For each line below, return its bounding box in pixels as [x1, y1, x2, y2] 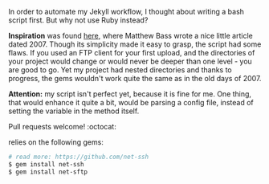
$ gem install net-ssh [8, 160, 84, 168]
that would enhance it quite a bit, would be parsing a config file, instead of [8, 98, 255, 107]
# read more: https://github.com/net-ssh [8, 153, 149, 161]
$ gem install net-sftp [8, 168, 88, 176]
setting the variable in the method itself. [8, 106, 140, 116]
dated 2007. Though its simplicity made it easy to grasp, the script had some [8, 39, 262, 49]
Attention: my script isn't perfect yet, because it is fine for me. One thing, [8, 89, 251, 99]
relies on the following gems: [8, 137, 104, 147]
